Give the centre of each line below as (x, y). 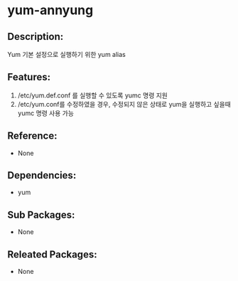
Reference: (32, 136)
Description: (36, 37)
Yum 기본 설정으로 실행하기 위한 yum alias (66, 54)
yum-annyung (50, 10)
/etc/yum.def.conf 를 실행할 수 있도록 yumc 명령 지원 (93, 95)
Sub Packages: (41, 214)
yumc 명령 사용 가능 (46, 113)
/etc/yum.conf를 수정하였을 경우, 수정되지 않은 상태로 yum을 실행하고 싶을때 (124, 104)
